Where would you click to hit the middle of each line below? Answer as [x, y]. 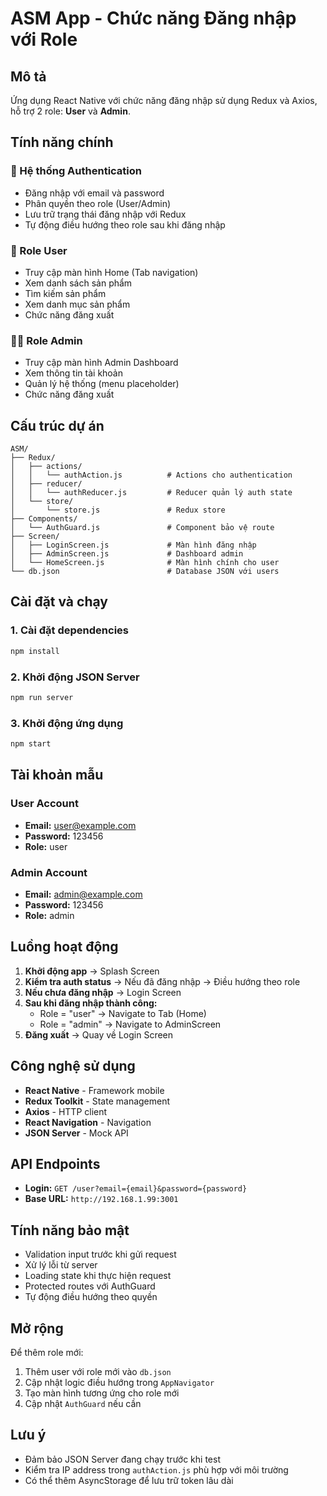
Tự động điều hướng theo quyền [91, 1297]
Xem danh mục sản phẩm [77, 304]
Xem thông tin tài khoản [74, 373]
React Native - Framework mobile [94, 1090]
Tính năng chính [62, 142]
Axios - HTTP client [66, 1111]
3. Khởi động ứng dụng [67, 723]
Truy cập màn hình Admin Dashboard [101, 363]
